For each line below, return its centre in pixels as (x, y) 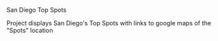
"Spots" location (30, 30)
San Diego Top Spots (37, 10)
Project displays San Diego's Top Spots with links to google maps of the (109, 23)
